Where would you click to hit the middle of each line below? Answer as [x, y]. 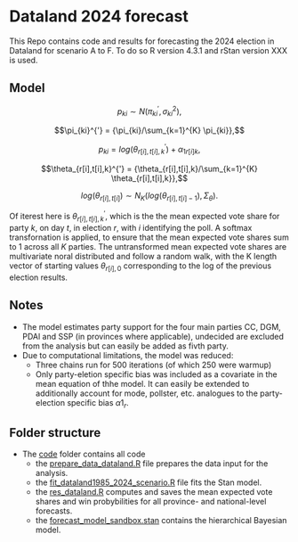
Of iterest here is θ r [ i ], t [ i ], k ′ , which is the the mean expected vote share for [145, 217]
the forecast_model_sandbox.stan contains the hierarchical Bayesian [161, 521]
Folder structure [55, 433]
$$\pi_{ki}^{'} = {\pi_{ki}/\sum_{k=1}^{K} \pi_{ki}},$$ [149, 130]
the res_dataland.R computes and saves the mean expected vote [154, 492]
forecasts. [54, 511]
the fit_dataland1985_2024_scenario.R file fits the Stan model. [149, 482]
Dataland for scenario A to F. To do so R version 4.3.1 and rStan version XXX [148, 50]
